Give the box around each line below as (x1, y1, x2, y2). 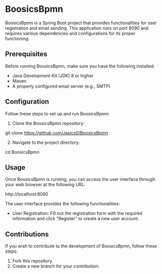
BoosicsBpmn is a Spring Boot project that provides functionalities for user (5, 20, 157, 26)
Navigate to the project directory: (12, 139, 80, 145)
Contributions (5, 230, 49, 238)
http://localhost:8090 (5, 191, 48, 197)
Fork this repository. (12, 258, 53, 264)
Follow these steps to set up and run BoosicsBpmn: (5, 110, 110, 117)
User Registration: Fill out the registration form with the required (12, 210, 142, 216)
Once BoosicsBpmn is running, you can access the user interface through (5, 177, 156, 183)
